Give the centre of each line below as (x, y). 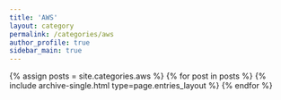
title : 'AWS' (34, 17)
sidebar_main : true (46, 51)
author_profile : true (50, 42)
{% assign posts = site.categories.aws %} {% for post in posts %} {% (138, 76)
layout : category (42, 26)
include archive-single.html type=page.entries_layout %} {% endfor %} (141, 86)
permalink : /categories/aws (62, 34)
